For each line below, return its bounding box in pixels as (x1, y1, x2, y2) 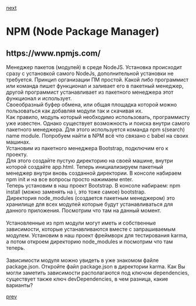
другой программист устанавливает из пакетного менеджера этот (6, 89, 174, 96)
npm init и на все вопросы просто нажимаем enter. (6, 176, 133, 183)
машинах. (6, 138, 31, 145)
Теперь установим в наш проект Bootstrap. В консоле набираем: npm (6, 182, 181, 189)
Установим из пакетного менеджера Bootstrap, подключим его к (6, 145, 169, 151)
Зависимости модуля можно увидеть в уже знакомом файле (6, 257, 159, 264)
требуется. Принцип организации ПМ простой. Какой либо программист (6, 76, 189, 83)
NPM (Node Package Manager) (6, 25, 160, 38)
